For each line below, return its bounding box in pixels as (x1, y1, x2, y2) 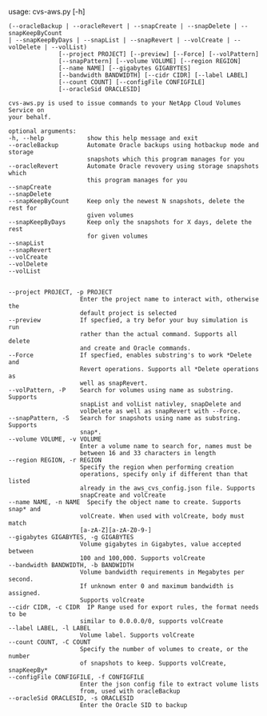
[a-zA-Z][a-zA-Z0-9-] (79, 526, 152, 534)
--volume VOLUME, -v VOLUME (8, 435, 102, 443)
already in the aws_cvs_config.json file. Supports (79, 484, 256, 492)
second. (8, 575, 34, 583)
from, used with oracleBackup (79, 687, 181, 695)
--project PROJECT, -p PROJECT (8, 288, 113, 296)
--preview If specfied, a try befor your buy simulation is (8, 316, 249, 324)
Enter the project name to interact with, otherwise (79, 295, 260, 303)
